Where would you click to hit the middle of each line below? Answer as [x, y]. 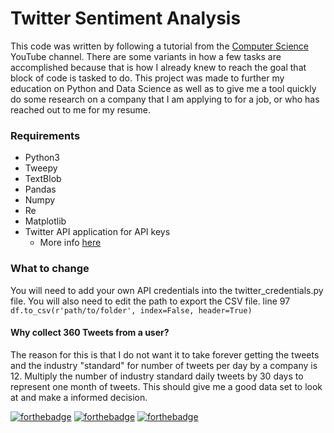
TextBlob [43, 179]
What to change [50, 269]
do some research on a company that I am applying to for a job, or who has [165, 99]
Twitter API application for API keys [97, 232]
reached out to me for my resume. [81, 109]
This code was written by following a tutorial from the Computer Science [159, 46]
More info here [70, 243]
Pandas [40, 189]
